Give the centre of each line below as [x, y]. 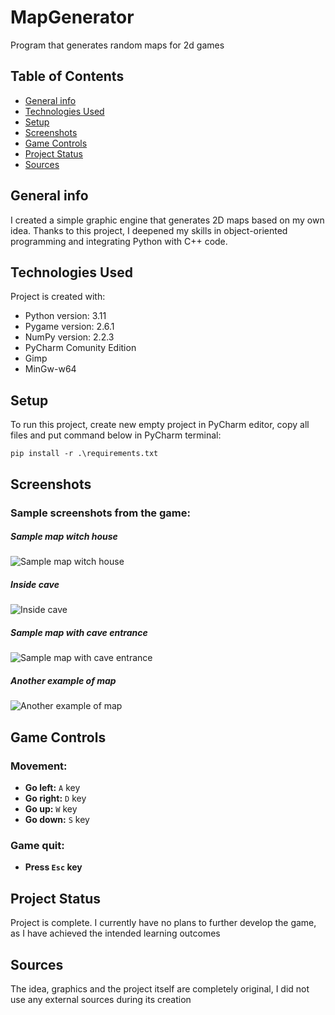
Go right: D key [55, 798]
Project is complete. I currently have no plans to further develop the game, [163, 923]
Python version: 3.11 [65, 316]
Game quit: [37, 845]
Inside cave [35, 585]
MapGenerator [72, 17]
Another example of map [63, 680]
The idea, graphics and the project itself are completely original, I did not [160, 988]
